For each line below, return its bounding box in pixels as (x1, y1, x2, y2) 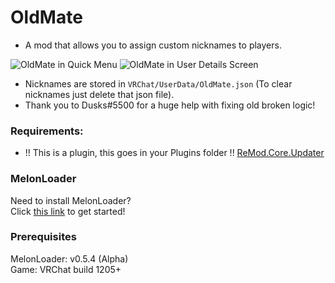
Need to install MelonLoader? (10, 194, 132, 206)
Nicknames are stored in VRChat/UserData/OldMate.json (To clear (24, 77, 293, 90)
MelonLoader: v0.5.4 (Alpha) (10, 252, 129, 265)
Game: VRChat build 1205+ (10, 263, 122, 275)
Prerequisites (10, 230, 77, 244)
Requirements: (10, 124, 84, 138)
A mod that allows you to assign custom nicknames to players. (24, 39, 282, 51)
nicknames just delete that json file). (24, 88, 175, 100)
